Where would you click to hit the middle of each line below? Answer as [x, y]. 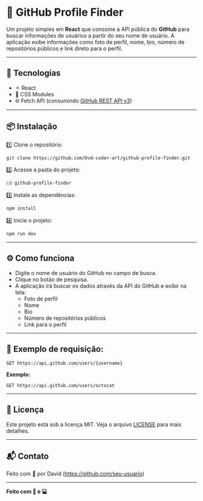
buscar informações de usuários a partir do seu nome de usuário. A [90, 35]
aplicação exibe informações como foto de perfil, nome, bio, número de [95, 42]
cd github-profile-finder [39, 183]
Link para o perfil [45, 324]
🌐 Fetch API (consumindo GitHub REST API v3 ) [73, 101]
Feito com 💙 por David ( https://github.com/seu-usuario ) [76, 474]
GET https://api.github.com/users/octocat [60, 385]
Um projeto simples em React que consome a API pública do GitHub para [98, 29]
